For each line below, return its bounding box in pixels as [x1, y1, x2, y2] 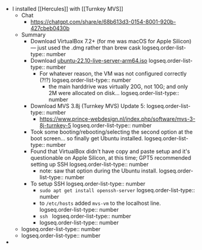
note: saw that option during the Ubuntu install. [39, 167, 157, 174]
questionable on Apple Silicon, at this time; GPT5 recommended [30, 154, 192, 161]
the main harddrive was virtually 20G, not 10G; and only [48, 83, 188, 90]
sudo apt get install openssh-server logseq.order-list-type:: [39, 187, 195, 194]
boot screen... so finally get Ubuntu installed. [30, 135, 143, 142]
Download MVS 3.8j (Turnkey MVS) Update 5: [30, 102, 145, 109]
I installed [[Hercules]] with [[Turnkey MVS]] [12, 5, 124, 12]
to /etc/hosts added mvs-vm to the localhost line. [39, 199, 161, 207]
